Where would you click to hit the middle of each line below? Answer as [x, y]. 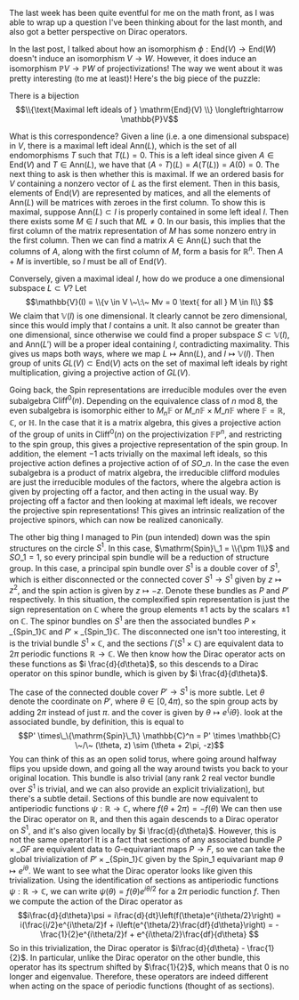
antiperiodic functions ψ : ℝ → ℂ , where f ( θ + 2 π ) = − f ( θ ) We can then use [146, 808]
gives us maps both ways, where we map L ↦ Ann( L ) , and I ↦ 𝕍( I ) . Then [142, 353]
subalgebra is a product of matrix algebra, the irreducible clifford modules [145, 472]
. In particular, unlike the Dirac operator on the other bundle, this [143, 957]
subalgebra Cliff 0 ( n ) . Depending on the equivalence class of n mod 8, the [144, 399]
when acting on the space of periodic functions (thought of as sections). [142, 986]
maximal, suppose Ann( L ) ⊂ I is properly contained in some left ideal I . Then [149, 212]
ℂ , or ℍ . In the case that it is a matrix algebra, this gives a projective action [145, 423]
